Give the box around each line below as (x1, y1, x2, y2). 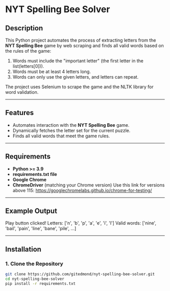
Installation (5, 245, 41, 253)
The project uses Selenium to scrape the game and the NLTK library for (5, 84, 154, 90)
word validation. (5, 89, 39, 95)
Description (5, 24, 43, 32)
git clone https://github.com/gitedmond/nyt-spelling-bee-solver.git (5, 272, 155, 277)
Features (5, 108, 34, 117)
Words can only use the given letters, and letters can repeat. (12, 74, 139, 80)
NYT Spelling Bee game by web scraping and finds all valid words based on (5, 43, 164, 49)
